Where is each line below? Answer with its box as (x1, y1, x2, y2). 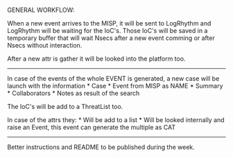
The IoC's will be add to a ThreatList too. (7, 103, 123, 110)
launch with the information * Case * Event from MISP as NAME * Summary (7, 82, 223, 90)
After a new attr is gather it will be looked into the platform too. (7, 55, 186, 63)
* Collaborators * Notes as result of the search (7, 89, 140, 97)
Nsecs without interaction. (7, 41, 83, 49)
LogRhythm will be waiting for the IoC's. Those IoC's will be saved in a (7, 27, 208, 34)
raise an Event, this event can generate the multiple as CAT (7, 124, 175, 131)
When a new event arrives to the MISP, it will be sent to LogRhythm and (7, 19, 212, 27)
